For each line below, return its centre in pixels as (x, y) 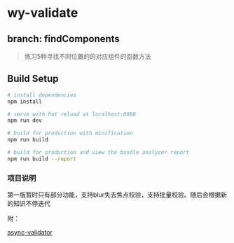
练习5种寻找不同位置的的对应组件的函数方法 (88, 56)
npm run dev (25, 120)
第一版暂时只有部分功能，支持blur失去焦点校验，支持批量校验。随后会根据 (114, 195)
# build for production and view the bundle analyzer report (98, 153)
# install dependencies (42, 95)
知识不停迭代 (32, 204)
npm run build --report (42, 159)
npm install (25, 102)
